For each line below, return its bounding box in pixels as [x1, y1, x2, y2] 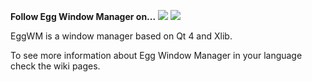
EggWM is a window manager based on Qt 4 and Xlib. [10, 30, 233, 42]
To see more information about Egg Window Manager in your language [10, 50, 303, 61]
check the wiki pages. [10, 60, 101, 72]
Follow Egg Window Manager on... [10, 11, 157, 22]
